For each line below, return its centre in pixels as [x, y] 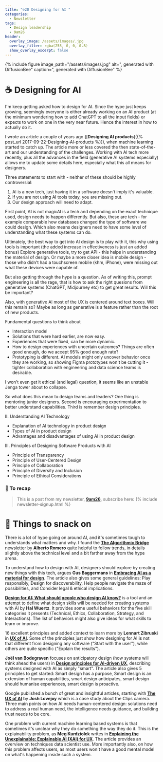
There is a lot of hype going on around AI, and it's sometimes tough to [75, 537]
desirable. [22, 372]
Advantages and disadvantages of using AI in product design [73, 436]
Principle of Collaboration [37, 465]
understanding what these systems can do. [48, 232]
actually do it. [19, 128]
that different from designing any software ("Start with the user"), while [76, 643]
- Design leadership [30, 28]
